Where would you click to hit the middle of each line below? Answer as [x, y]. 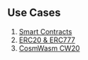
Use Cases [34, 13]
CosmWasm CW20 [49, 48]
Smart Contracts [45, 31]
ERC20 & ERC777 [47, 40]
